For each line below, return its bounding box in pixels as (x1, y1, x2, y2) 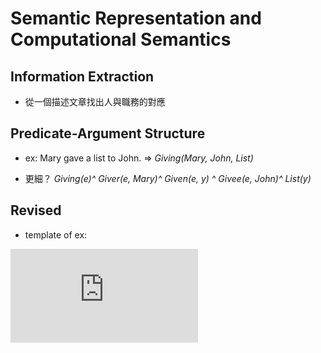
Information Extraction (10, 68, 155, 85)
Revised (10, 202, 62, 219)
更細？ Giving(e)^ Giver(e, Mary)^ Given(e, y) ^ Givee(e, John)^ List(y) (24, 172, 312, 184)
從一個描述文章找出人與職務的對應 (24, 96, 166, 107)
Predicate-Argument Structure (10, 125, 206, 142)
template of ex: (24, 228, 88, 241)
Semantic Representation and (10, 7, 262, 30)
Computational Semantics (10, 28, 232, 51)
